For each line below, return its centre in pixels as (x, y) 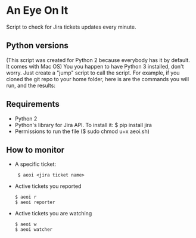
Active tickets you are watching (53, 214)
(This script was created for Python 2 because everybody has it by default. (98, 60)
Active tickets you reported (48, 186)
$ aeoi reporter (35, 203)
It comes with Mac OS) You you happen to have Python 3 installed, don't (95, 66)
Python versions (37, 46)
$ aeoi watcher (34, 230)
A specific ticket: (35, 164)
